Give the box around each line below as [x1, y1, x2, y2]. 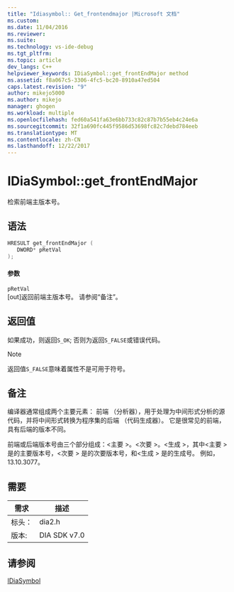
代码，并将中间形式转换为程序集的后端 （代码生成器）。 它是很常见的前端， [7, 416, 225, 425]
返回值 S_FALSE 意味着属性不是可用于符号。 [7, 364, 130, 373]
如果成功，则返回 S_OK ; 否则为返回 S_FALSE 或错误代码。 [7, 335, 165, 344]
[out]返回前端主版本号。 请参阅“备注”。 [7, 292, 122, 301]
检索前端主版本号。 [7, 198, 64, 206]
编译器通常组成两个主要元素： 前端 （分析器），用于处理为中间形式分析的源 [7, 407, 225, 416]
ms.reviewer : [7, 30, 46, 38]
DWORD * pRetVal [16, 246, 62, 253]
